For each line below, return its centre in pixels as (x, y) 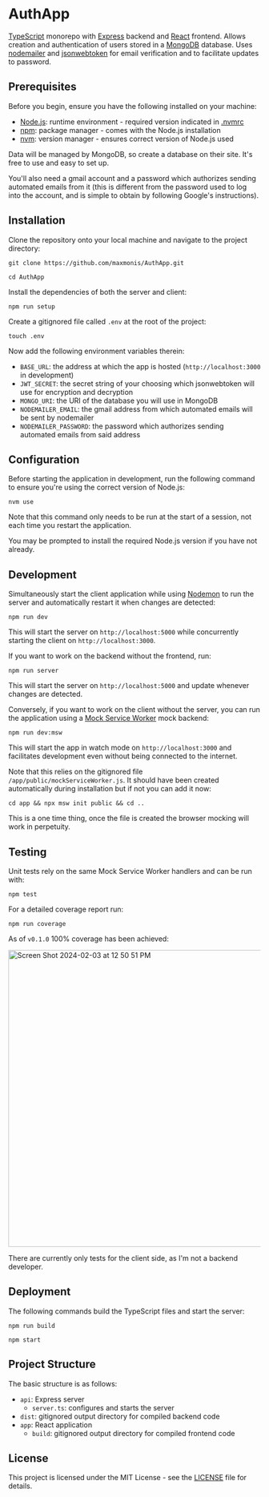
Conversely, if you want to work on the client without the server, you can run (134, 710)
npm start (25, 1340)
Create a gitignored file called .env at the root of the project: (107, 321)
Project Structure (52, 1364)
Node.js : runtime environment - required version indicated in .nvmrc (132, 122)
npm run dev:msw (35, 733)
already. (22, 549)
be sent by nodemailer (57, 417)
